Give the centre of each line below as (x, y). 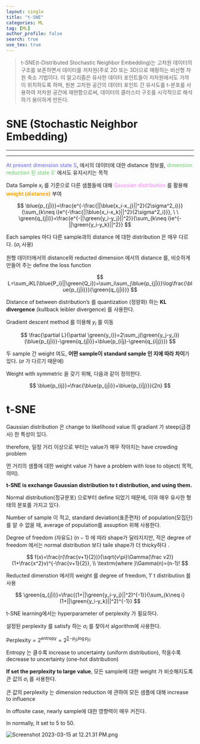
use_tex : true (24, 45)
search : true (22, 39)
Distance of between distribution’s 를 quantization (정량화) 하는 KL (86, 302)
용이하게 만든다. (50, 99)
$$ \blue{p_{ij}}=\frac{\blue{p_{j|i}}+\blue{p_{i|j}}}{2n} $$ (100, 386)
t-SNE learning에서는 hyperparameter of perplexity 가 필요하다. (82, 614)
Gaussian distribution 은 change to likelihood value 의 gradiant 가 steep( (94, 427)
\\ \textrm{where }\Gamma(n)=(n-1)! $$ (140, 563)
